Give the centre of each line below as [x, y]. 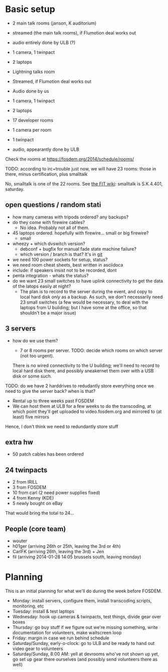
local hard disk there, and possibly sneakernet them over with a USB [83, 371]
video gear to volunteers [38, 648]
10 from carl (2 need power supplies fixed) [56, 493]
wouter [20, 541]
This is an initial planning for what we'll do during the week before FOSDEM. [83, 591]
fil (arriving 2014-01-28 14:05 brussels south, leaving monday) [77, 557]
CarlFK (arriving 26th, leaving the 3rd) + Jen [58, 551]
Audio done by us [31, 91]
